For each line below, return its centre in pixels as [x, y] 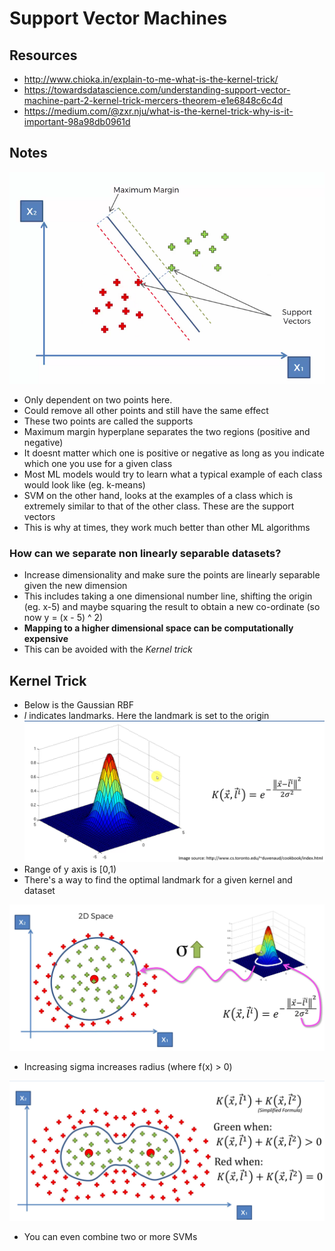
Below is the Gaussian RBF [78, 705]
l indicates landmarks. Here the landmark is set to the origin [146, 716]
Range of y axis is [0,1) [70, 869]
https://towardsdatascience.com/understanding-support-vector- [157, 90]
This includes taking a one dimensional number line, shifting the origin [168, 596]
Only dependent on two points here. [98, 400]
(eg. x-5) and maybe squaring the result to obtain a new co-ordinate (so [172, 607]
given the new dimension [75, 586]
